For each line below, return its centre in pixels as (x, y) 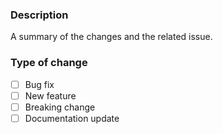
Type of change (49, 63)
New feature (50, 95)
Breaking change (60, 107)
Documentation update (72, 118)
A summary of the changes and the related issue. (111, 37)
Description (39, 15)
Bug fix (39, 84)
